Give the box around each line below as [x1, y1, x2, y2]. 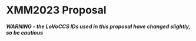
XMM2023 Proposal [6, 4, 107, 17]
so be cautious [6, 29, 44, 36]
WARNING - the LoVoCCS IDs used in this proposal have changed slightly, [6, 23, 191, 30]
